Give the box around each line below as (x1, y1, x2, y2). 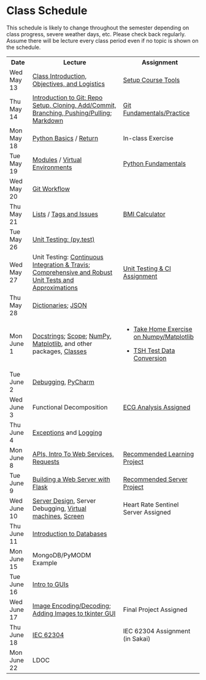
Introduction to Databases (32, 529, 107, 538)
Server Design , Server (32, 496, 96, 505)
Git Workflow (32, 185, 71, 193)
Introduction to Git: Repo (32, 93, 103, 102)
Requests (32, 457, 60, 466)
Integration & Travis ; (32, 260, 90, 269)
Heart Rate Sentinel (123, 500, 179, 509)
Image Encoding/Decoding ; (32, 602, 112, 610)
